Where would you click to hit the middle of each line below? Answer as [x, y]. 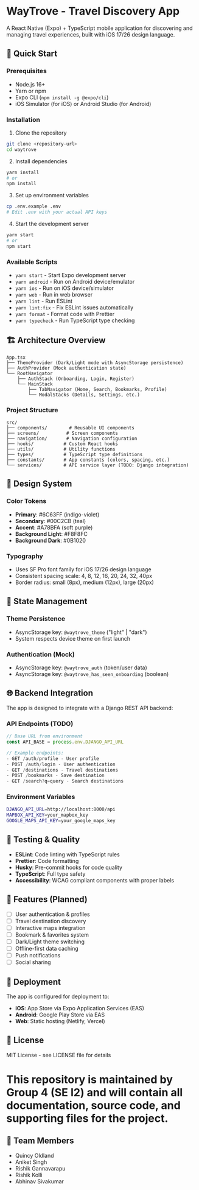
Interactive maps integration [50, 928]
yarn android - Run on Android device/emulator [75, 281]
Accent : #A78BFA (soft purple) [54, 527]
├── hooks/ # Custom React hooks [62, 444]
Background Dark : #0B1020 [51, 540]
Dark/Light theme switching [50, 942]
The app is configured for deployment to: [58, 996]
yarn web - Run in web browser [54, 294]
